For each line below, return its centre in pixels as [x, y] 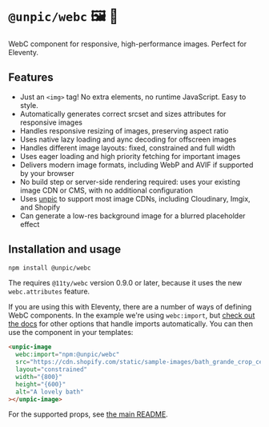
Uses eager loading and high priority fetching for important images [130, 156]
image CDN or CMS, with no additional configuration [106, 190]
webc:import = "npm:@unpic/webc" [68, 355]
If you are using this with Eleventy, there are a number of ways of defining [130, 307]
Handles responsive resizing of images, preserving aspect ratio [124, 130]
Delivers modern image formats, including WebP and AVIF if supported [137, 165]
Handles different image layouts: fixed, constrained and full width [127, 148]
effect [30, 224]
